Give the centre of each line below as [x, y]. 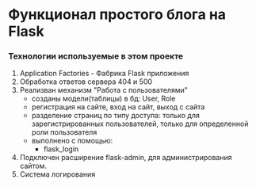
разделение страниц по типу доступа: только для [115, 116]
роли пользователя [64, 132]
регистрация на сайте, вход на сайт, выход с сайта [118, 107]
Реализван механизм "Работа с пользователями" [104, 90]
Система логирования [57, 174]
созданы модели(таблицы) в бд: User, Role [103, 99]
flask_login [61, 149]
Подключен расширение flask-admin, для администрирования [126, 158]
